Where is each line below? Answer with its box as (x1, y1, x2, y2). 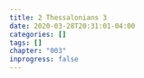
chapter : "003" (9, 47, 67, 56)
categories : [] (9, 30, 67, 39)
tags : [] (9, 38, 43, 48)
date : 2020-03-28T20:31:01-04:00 (9, 22, 136, 30)
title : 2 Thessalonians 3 (9, 13, 107, 22)
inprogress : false (9, 55, 79, 64)
